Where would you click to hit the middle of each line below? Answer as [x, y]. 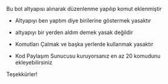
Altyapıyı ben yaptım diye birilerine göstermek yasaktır [83, 20]
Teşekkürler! [22, 74]
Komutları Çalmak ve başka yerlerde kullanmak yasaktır [84, 44]
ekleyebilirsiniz [34, 62]
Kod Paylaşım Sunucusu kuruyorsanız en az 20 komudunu [88, 56]
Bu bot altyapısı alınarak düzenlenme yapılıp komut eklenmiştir [84, 9]
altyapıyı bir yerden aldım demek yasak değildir [74, 32]
